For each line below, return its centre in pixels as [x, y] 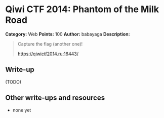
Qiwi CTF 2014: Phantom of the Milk [82, 9]
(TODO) [13, 82]
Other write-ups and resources [55, 98]
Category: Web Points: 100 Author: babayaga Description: [68, 34]
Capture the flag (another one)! [50, 44]
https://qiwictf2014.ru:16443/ [48, 54]
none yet [22, 110]
